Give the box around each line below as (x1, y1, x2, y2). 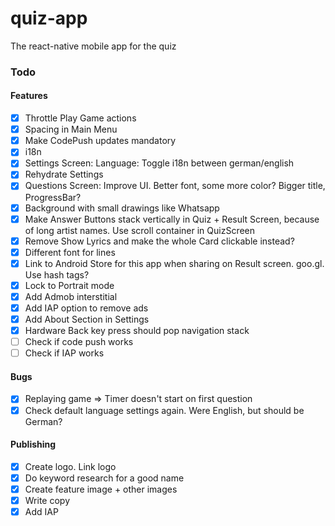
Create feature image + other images (24, 483, 178, 495)
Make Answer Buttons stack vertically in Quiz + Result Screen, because (24, 213, 320, 225)
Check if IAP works (24, 347, 105, 359)
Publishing (10, 438, 57, 451)
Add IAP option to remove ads (24, 302, 149, 314)
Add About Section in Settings (24, 313, 150, 325)
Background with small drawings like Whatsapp (24, 202, 220, 214)
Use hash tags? (24, 268, 90, 281)
